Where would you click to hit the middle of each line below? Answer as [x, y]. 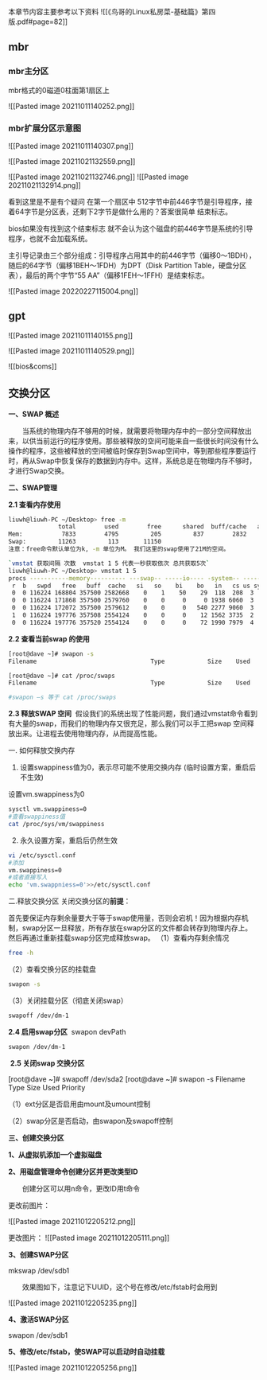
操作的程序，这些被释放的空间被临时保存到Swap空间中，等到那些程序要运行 [132, 450]
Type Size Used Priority [47, 1087]
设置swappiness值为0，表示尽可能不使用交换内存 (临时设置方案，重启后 [138, 767]
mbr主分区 [29, 72]
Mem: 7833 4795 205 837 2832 [128, 534]
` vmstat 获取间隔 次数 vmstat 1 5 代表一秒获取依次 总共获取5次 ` [109, 563]
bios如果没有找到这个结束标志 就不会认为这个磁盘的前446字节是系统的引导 [131, 228]
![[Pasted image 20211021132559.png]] [72, 161]
